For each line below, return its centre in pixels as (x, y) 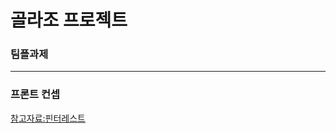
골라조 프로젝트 (69, 20)
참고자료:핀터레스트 (48, 118)
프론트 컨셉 (35, 94)
